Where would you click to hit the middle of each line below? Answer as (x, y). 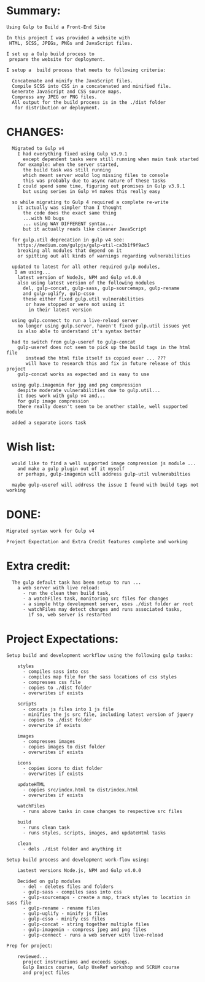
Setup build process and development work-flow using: (78, 860)
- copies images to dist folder (64, 747)
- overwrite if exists (52, 725)
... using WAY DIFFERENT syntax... (68, 224)
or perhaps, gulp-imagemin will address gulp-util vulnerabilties (104, 474)
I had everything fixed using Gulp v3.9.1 (72, 154)
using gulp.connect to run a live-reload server (75, 320)
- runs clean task (46, 827)
